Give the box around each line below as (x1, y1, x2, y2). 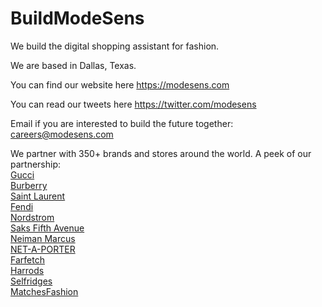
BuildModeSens (10, 7, 145, 30)
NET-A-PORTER (10, 243, 76, 255)
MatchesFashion (10, 285, 79, 297)
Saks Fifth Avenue (10, 222, 85, 234)
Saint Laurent (10, 190, 66, 202)
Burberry (10, 179, 48, 191)
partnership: (10, 158, 62, 170)
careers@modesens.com (10, 128, 114, 140)
